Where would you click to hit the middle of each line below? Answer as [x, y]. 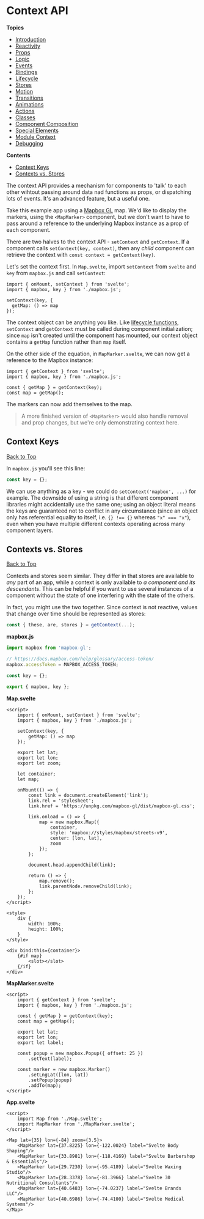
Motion [24, 91]
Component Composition [47, 124]
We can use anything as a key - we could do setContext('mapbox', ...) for [101, 491]
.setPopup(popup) [50, 1080]
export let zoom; [39, 763]
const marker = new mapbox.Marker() [64, 1069]
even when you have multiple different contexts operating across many [96, 524]
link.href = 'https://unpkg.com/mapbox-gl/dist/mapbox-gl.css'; [112, 806]
